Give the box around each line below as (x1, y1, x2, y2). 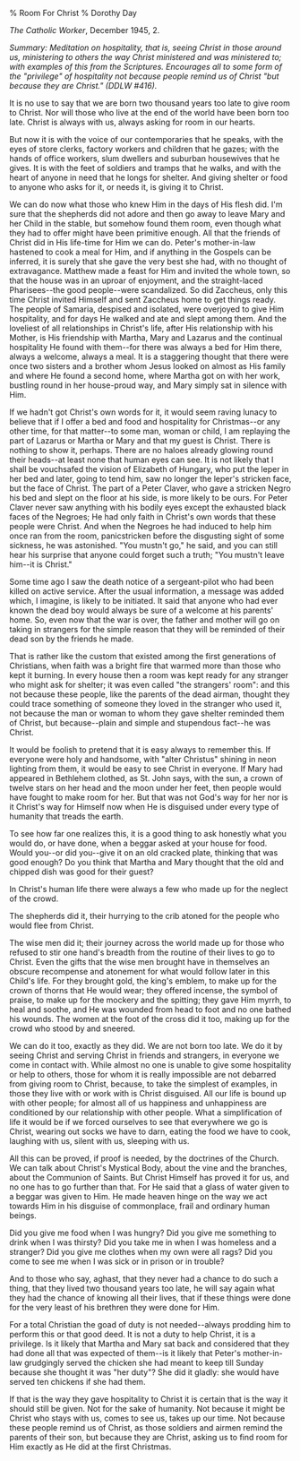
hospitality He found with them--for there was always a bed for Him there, (9, 342, 282, 352)
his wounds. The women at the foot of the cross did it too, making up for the (9, 1014, 290, 1024)
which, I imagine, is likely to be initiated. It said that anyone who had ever (9, 596, 279, 606)
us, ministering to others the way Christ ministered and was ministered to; (9, 52, 282, 62)
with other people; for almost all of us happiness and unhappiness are (9, 1097, 267, 1108)
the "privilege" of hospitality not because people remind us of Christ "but (9, 71, 279, 82)
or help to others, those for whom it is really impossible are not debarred (9, 1070, 277, 1079)
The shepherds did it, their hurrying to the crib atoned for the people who (9, 911, 280, 921)
